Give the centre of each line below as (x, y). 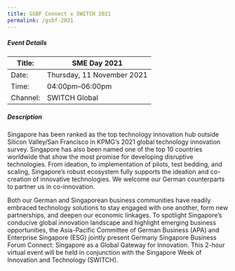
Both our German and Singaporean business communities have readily (109, 200)
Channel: (26, 98)
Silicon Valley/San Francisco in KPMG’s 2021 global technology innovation (114, 142)
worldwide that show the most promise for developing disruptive (101, 157)
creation (19, 179)
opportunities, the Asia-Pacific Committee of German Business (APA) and (113, 230)
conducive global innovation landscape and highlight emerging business (112, 223)
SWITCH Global (72, 98)
